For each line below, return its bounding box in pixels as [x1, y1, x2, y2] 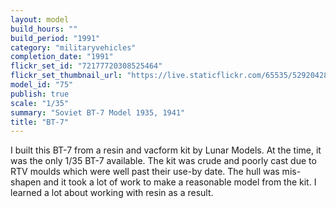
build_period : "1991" [10, 33, 101, 43]
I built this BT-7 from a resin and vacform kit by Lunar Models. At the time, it [10, 144, 322, 156]
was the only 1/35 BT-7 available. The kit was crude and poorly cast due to [10, 155, 317, 167]
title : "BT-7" [10, 117, 70, 127]
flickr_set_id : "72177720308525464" [10, 61, 163, 71]
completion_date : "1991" [10, 52, 114, 62]
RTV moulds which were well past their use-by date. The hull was [10, 166, 280, 178]
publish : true [10, 89, 70, 99]
